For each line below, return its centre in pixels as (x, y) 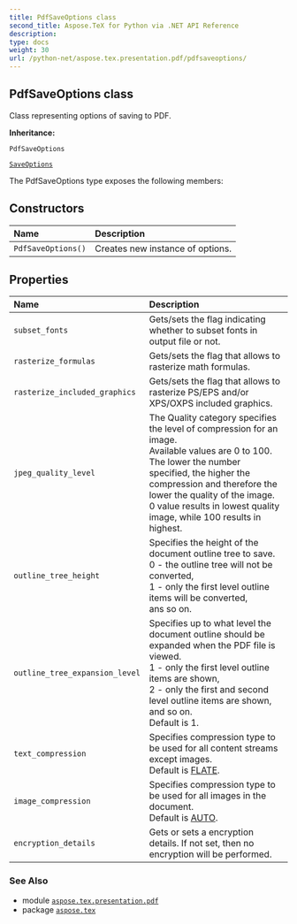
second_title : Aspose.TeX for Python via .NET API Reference (124, 26)
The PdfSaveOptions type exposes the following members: (116, 180)
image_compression (52, 802)
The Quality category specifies (213, 418)
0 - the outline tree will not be (211, 565)
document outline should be (207, 635)
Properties (39, 280)
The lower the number (195, 462)
